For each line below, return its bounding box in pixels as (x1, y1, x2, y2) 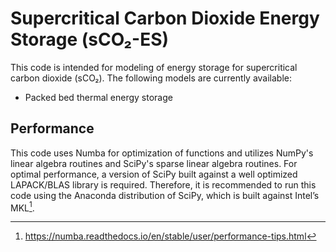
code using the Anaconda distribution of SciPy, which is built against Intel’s (10, 189, 320, 201)
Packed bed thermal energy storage (24, 91, 173, 103)
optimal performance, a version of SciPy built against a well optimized (10, 168, 298, 180)
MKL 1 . (10, 200, 35, 214)
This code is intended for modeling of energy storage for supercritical (10, 61, 298, 73)
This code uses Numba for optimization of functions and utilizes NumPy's (10, 147, 314, 159)
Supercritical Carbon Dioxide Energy (10, 7, 320, 30)
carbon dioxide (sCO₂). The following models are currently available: (10, 72, 293, 84)
